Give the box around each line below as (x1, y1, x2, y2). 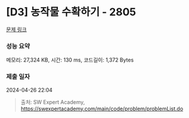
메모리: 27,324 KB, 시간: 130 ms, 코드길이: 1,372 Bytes (6, 56, 134, 63)
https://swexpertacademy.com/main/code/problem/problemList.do (20, 105, 184, 112)
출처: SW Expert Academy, (20, 98, 85, 106)
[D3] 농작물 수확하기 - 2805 (6, 5, 136, 19)
